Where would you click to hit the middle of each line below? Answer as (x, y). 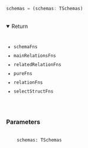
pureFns (23, 73)
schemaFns (26, 47)
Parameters (23, 122)
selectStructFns (34, 91)
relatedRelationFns (38, 64)
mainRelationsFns (35, 56)
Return (20, 26)
